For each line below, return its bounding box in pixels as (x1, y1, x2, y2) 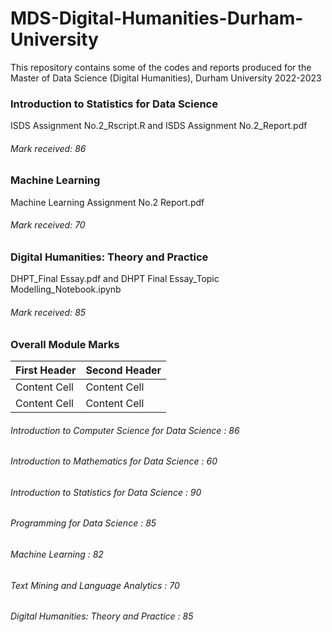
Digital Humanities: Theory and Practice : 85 (10, 610, 194, 622)
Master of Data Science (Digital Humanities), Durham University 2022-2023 (10, 72, 322, 84)
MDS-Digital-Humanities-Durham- (10, 7, 304, 30)
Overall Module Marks (10, 337, 120, 351)
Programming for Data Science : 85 (10, 517, 157, 529)
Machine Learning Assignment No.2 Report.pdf (10, 196, 205, 208)
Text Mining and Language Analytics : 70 (10, 579, 180, 591)
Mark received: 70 (10, 219, 86, 231)
